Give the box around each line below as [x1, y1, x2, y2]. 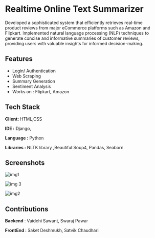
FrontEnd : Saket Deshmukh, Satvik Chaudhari [5, 227, 99, 234]
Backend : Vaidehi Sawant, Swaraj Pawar [5, 218, 88, 224]
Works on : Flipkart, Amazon [12, 88, 69, 94]
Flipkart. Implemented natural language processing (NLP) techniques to [5, 30, 149, 36]
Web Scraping [12, 73, 41, 79]
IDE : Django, [5, 125, 32, 131]
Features [5, 55, 33, 63]
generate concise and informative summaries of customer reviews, [5, 35, 140, 41]
